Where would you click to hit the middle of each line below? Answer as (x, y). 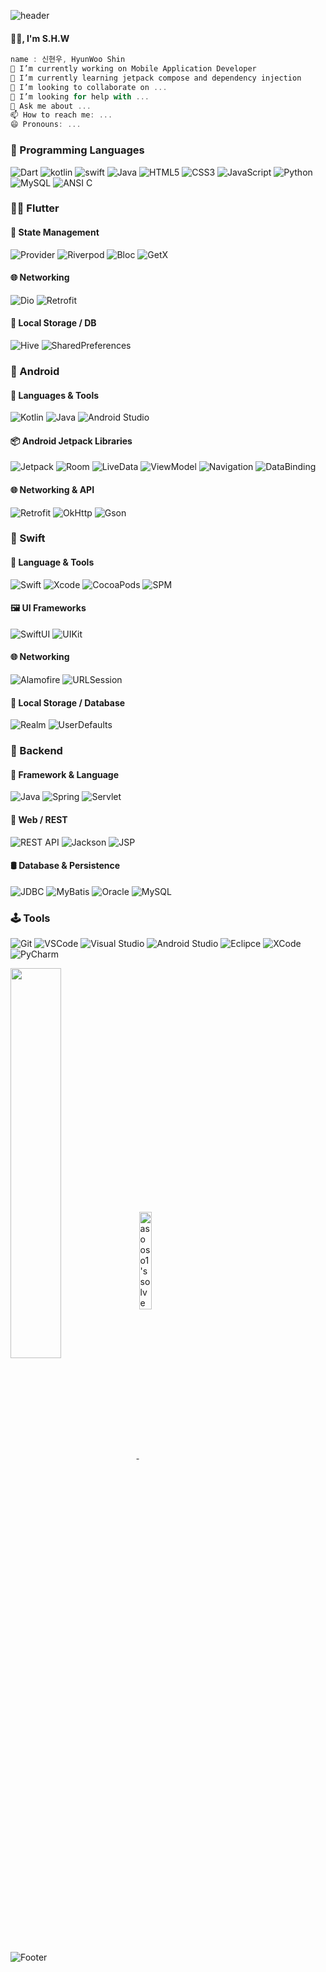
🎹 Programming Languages (77, 150)
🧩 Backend (36, 751)
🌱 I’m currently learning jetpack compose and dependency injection (156, 78)
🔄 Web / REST (39, 820)
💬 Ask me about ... (51, 106)
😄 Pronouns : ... (46, 125)
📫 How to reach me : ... (61, 115)
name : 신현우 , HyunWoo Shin (68, 60)
